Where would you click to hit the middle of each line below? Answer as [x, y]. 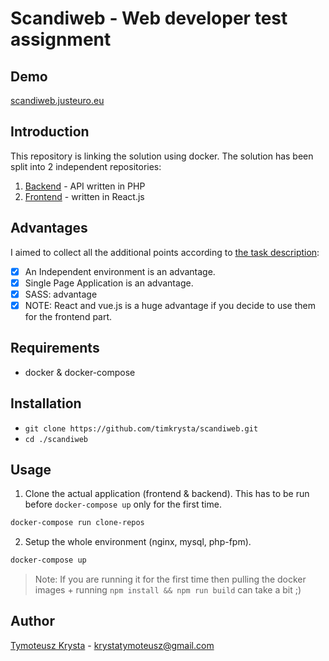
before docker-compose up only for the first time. [123, 504]
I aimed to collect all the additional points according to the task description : [165, 252]
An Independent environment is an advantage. [120, 271]
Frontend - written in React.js [84, 196]
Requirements [55, 348]
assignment [61, 39]
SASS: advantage [61, 294]
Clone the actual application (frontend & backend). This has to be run [167, 494]
